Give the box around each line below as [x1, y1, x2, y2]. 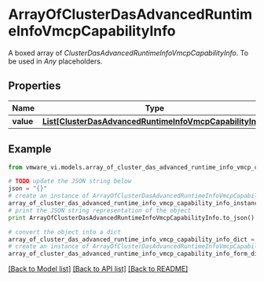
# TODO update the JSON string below [8, 177, 132, 185]
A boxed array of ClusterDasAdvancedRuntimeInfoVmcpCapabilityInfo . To [8, 48, 249, 57]
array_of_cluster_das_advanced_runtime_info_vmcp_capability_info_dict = [8, 235, 255, 243]
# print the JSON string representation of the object [8, 206, 192, 214]
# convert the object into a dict [8, 228, 122, 236]
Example [8, 143, 52, 156]
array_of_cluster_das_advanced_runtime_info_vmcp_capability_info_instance [8, 199, 262, 207]
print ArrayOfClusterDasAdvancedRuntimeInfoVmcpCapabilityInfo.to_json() [8, 213, 255, 221]
